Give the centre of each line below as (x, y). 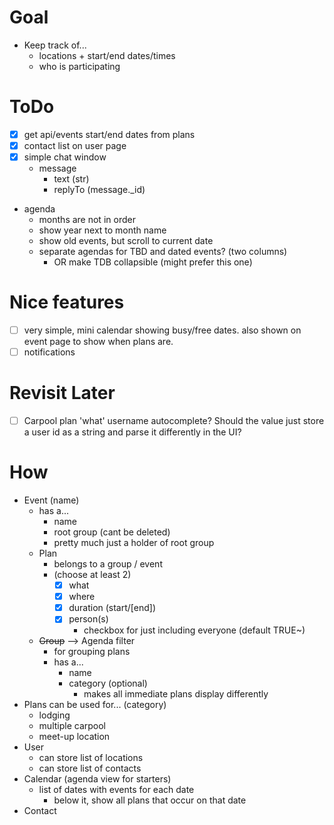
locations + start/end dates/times (107, 55)
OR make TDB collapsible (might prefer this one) (153, 262)
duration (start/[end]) (112, 608)
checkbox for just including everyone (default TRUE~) (194, 630)
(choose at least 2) (92, 575)
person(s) (88, 619)
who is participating (79, 66)
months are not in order (87, 220)
